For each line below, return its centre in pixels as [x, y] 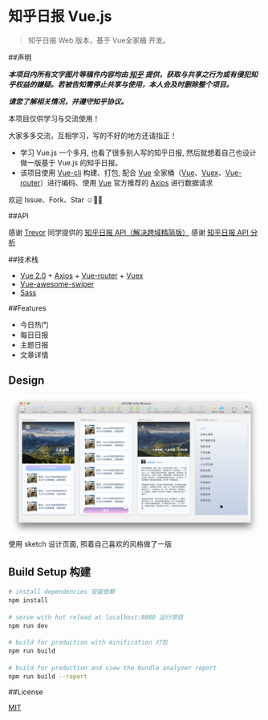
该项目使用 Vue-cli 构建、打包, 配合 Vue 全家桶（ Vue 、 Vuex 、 [123, 173]
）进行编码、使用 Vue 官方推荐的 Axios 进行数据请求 [126, 182]
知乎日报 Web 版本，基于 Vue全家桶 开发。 [99, 40]
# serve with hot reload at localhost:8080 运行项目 [96, 617]
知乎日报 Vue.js [60, 16]
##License [26, 692]
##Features [27, 308]
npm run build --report [48, 676]
